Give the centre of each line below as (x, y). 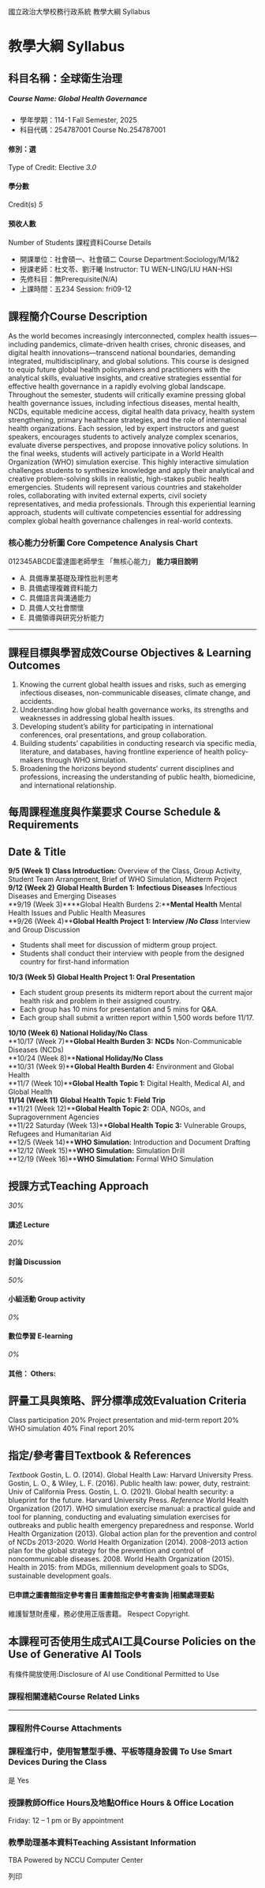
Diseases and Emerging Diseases (62, 896)
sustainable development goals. (60, 1576)
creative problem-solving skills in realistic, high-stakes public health (119, 479)
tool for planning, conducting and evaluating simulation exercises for (119, 1517)
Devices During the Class (58, 1762)
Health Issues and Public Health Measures (77, 913)
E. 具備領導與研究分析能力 (62, 618)
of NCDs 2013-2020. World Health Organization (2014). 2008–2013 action (128, 1542)
